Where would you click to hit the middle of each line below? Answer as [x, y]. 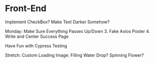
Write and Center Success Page [37, 36]
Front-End [26, 8]
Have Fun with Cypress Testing [36, 46]
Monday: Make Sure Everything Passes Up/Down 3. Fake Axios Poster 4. [77, 31]
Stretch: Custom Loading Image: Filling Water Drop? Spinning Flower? [74, 55]
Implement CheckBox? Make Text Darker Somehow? [57, 22]
